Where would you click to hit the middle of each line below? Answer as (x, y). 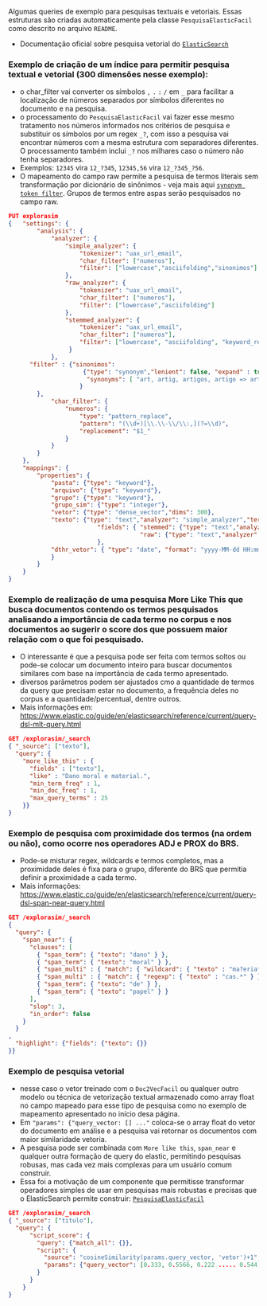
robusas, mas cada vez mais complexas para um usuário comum (126, 1165)
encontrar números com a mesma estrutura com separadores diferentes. (139, 143)
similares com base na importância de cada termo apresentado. (124, 674)
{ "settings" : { (39, 224)
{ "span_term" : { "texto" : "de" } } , (99, 984)
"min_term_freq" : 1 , (65, 784)
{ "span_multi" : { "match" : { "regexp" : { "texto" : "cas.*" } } (149, 977)
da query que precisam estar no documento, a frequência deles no (129, 690)
